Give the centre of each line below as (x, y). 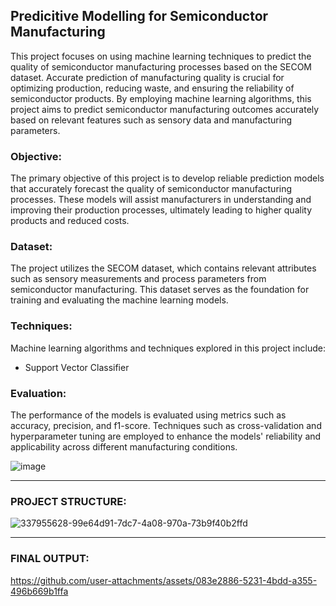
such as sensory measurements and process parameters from (138, 279)
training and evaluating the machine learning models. (119, 300)
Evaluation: (38, 393)
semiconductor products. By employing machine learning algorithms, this (161, 98)
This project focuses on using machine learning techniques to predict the (161, 56)
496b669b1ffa (39, 591)
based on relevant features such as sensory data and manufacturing (151, 120)
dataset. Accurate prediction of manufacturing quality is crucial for (147, 77)
